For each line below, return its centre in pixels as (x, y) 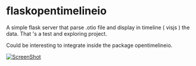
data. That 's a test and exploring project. (57, 33)
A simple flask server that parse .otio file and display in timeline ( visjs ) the (98, 27)
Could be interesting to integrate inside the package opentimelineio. (89, 45)
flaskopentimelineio (57, 11)
